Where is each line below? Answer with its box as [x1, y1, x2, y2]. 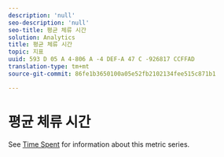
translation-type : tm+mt [8, 63, 90, 71]
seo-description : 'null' [8, 19, 90, 27]
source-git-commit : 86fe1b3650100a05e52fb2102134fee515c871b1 [8, 70, 216, 78]
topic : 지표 [8, 48, 45, 56]
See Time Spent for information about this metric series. [8, 139, 190, 149]
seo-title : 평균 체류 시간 [8, 26, 86, 34]
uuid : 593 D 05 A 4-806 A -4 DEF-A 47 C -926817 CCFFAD [8, 56, 195, 64]
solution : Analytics [8, 33, 76, 42]
